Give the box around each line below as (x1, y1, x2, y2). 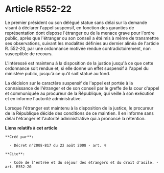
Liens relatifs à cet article (5, 125, 58, 130)
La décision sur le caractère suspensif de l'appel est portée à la (5, 80, 133, 86)
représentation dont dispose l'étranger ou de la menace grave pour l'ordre (5, 30, 155, 36)
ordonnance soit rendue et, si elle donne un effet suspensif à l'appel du (5, 65, 149, 71)
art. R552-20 (5, 164, 32, 169)
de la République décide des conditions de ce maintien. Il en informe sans (5, 110, 154, 116)
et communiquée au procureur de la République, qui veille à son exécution (5, 90, 155, 96)
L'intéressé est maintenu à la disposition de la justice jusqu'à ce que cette (5, 60, 154, 66)
